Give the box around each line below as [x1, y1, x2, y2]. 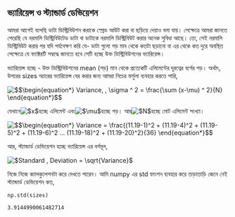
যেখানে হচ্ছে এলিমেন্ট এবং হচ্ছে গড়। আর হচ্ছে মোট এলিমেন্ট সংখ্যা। [7, 106, 205, 115]
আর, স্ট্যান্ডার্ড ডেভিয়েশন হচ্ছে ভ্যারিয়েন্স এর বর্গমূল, [7, 142, 108, 150]
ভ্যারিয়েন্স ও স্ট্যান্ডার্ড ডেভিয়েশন [7, 7, 99, 19]
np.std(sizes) [7, 192, 49, 199]
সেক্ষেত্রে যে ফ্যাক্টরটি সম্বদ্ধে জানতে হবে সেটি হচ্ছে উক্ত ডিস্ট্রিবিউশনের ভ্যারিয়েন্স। [7, 49, 165, 58]
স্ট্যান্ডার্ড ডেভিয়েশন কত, [7, 178, 55, 186]
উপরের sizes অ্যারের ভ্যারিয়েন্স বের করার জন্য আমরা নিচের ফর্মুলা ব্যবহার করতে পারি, [7, 71, 178, 80]
